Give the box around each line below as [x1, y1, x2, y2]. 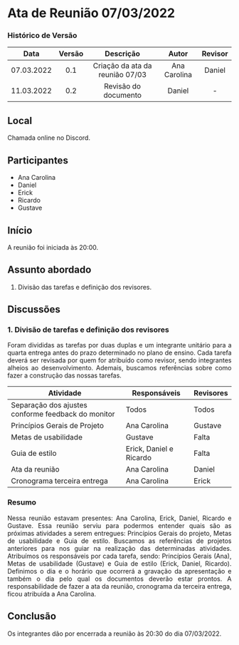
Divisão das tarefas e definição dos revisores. [17, 283, 152, 291]
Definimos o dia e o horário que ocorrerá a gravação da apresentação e [7, 567, 232, 575]
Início [7, 224, 33, 236]
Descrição [105, 49, 141, 59]
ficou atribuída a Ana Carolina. [7, 589, 97, 598]
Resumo [7, 497, 37, 507]
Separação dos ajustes [11, 400, 87, 410]
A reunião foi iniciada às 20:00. [7, 243, 99, 251]
